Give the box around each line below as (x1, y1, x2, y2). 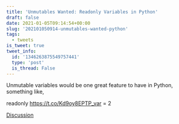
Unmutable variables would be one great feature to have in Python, (6, 82, 174, 89)
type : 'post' (11, 59, 45, 65)
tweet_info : (6, 48, 36, 54)
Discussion (6, 111, 34, 119)
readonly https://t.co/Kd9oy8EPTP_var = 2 (6, 100, 112, 107)
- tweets (11, 37, 34, 43)
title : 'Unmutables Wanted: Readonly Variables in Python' (6, 8, 158, 15)
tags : (6, 31, 20, 38)
